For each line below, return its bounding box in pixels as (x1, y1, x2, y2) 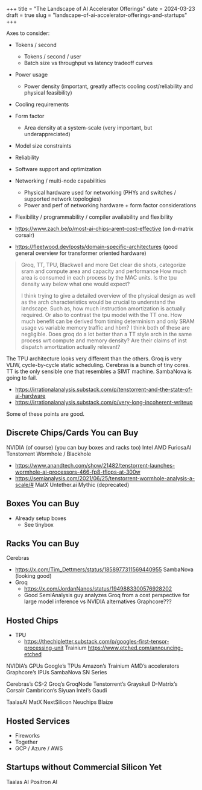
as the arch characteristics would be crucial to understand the (21, 298, 176, 306)
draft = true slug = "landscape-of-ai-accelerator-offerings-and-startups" (6, 11, 188, 19)
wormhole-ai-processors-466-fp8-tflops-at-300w (14, 468, 140, 475)
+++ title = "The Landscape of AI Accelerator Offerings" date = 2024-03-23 (6, 5, 195, 12)
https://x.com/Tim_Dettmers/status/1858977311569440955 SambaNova (14, 566, 194, 573)
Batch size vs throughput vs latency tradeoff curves (24, 60, 153, 66)
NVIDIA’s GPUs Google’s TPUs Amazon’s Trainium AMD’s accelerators (6, 662, 180, 669)
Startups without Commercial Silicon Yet (6, 762, 162, 773)
